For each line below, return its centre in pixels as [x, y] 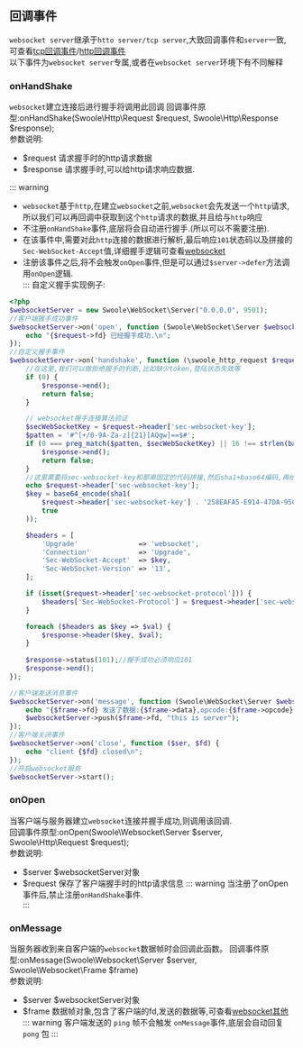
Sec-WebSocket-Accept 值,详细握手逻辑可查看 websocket [124, 251]
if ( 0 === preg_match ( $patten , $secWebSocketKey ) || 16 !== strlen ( [157, 444]
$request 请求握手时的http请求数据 [87, 158]
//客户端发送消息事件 [44, 693]
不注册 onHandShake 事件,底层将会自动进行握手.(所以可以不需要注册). [146, 229]
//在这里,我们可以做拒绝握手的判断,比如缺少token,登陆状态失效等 [133, 369]
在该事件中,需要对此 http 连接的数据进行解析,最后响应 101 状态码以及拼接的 [157, 240]
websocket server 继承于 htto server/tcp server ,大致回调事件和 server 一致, [148, 40]
